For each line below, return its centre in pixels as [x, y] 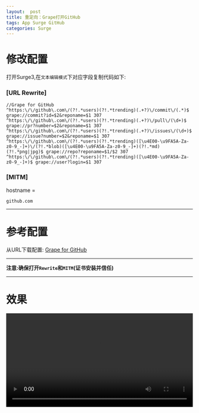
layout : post [24, 12]
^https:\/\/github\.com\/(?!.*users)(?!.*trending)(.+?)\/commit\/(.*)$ [98, 111]
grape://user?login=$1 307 [68, 162]
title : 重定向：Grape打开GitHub [44, 17]
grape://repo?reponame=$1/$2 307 [87, 152]
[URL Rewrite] [26, 93]
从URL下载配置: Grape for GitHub [46, 250]
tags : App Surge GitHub [36, 23]
